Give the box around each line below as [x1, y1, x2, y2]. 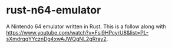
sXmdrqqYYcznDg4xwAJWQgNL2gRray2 [6, 35, 107, 42]
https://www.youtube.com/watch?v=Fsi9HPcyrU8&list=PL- [6, 29, 149, 36]
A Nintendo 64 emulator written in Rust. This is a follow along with [6, 23, 166, 30]
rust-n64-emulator [6, 4, 101, 17]
